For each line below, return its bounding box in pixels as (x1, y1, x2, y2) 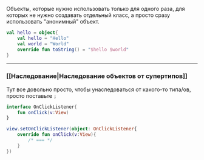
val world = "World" (17, 40, 69, 47)
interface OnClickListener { (6, 104, 78, 110)
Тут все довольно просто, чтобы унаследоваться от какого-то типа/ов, (6, 86, 191, 93)
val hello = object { (6, 30, 59, 36)
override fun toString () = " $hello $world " (17, 46, 129, 53)
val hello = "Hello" (17, 35, 69, 41)
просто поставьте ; (6, 92, 56, 99)
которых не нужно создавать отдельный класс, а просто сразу (6, 11, 171, 19)
